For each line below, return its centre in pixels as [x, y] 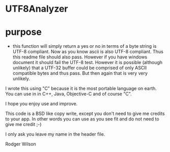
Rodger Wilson [21, 144]
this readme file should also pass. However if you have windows [80, 57]
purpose [23, 32]
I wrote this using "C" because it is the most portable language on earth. [81, 88]
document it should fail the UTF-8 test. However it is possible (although [88, 63]
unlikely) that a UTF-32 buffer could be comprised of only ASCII [79, 68]
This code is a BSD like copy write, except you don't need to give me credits [85, 114]
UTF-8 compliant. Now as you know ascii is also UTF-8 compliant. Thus [88, 52]
